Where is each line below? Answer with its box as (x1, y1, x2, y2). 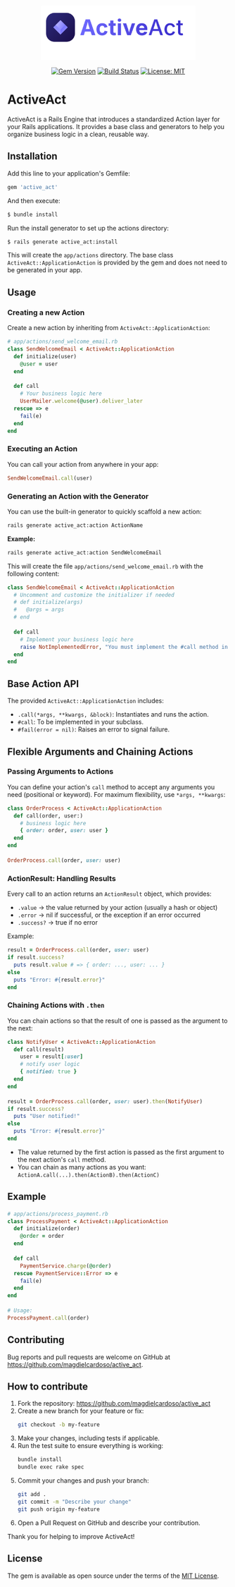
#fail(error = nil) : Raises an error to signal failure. (17, 725, 170, 734)
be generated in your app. (7, 266, 83, 274)
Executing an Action (7, 444, 78, 454)
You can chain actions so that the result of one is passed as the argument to (7, 1016, 228, 1025)
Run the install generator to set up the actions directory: (7, 224, 169, 232)
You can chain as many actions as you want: (17, 1162, 146, 1171)
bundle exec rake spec (17, 1464, 84, 1471)
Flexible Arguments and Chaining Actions (7, 746, 193, 758)
